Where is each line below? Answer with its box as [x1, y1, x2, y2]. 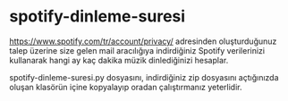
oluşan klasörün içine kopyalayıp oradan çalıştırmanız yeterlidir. [9, 81, 242, 92]
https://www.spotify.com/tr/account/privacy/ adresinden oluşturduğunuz [9, 36, 277, 46]
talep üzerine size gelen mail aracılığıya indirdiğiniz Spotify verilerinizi [9, 45, 266, 55]
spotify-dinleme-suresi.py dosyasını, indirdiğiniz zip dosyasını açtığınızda [9, 72, 279, 82]
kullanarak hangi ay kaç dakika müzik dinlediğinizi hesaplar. [9, 55, 229, 65]
